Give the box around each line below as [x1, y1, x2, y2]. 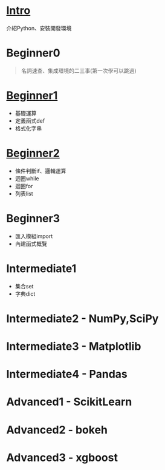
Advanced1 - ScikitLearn [6, 395, 132, 409]
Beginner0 [6, 46, 60, 60]
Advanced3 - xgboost [6, 451, 118, 465]
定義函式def [15, 117, 45, 124]
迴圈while [15, 174, 39, 182]
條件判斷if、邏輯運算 [15, 167, 66, 174]
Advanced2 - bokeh [6, 423, 108, 437]
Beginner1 [6, 89, 58, 103]
